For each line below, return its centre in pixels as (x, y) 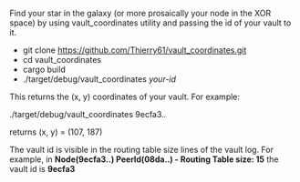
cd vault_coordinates (62, 60)
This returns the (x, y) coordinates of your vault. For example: (124, 96)
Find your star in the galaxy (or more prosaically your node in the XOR (140, 13)
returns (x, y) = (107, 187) (56, 132)
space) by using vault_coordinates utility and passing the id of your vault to (150, 23)
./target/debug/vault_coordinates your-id (99, 79)
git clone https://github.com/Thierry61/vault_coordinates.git (134, 50)
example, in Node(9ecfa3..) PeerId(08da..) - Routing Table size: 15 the (144, 159)
